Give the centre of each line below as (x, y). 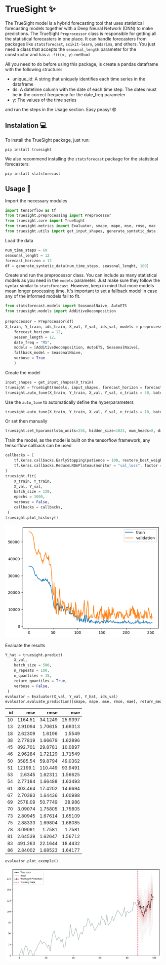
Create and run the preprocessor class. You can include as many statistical (81, 275)
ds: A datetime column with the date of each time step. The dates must (84, 89)
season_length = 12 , (35, 337)
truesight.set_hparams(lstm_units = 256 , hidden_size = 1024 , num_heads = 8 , (80, 431)
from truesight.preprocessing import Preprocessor (58, 216)
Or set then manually (26, 421)
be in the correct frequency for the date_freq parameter (69, 94)
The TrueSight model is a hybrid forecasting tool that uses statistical (75, 23)
